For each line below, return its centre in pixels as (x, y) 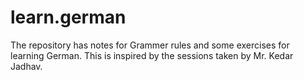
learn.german (68, 17)
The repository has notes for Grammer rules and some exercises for (150, 45)
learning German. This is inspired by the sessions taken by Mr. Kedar (152, 55)
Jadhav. (26, 66)
